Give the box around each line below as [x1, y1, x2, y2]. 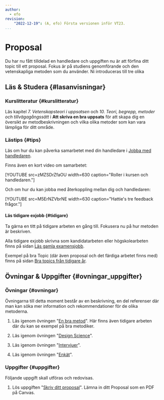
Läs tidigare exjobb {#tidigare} [5, 212, 68, 218]
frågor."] [5, 201, 22, 207]
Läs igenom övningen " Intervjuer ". [12, 342, 81, 348]
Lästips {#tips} [5, 136, 41, 143]
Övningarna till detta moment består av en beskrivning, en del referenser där [5, 298, 159, 304]
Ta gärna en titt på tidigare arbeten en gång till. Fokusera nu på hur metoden [5, 224, 159, 229]
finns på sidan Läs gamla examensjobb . [5, 243, 84, 249]
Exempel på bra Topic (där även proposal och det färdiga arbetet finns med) [5, 253, 158, 259]
